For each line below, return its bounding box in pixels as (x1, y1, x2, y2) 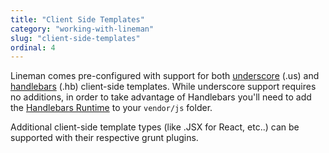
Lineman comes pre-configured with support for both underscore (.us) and (10, 70, 320, 82)
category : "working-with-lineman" (10, 24, 155, 34)
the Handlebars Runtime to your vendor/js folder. (10, 102, 213, 114)
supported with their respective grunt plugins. (10, 132, 199, 144)
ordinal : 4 (10, 42, 56, 53)
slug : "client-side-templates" (10, 33, 141, 43)
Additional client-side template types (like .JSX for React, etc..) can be (10, 121, 300, 133)
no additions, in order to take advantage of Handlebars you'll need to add (10, 91, 312, 103)
